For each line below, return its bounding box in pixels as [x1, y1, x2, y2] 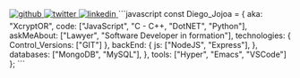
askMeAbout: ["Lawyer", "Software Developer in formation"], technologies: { [9, 30, 291, 41]
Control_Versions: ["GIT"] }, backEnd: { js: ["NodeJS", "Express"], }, [9, 40, 258, 50]
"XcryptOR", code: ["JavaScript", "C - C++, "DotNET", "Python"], [9, 21, 248, 31]
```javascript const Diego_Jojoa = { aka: [117, 9, 263, 19]
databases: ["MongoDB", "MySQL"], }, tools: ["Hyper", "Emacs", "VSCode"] [9, 49, 287, 59]
